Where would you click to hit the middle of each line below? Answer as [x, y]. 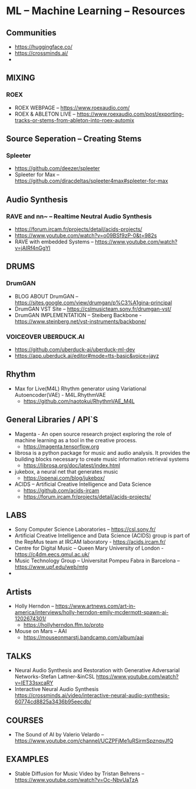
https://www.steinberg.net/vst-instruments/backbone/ [80, 321]
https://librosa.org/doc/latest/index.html [72, 465]
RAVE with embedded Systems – [54, 242]
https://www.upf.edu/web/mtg [51, 567]
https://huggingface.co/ [43, 47]
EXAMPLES [27, 759]
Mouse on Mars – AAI [41, 631]
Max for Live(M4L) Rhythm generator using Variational [80, 389]
